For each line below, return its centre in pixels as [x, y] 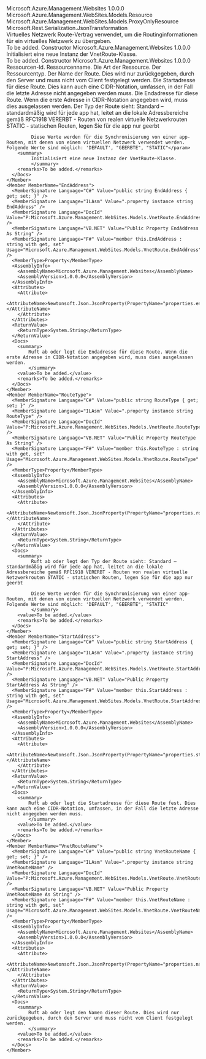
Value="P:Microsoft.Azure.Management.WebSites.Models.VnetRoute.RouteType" [105, 427]
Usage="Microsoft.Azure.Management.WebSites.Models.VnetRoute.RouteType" [103, 459]
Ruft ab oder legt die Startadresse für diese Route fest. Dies [112, 803]
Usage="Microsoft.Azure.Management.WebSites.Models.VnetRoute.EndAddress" [104, 250]
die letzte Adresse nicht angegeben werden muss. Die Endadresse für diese [102, 93]
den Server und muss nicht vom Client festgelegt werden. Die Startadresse [101, 80]
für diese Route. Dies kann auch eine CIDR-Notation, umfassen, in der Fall [100, 87]
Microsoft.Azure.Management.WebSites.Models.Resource [80, 15]
